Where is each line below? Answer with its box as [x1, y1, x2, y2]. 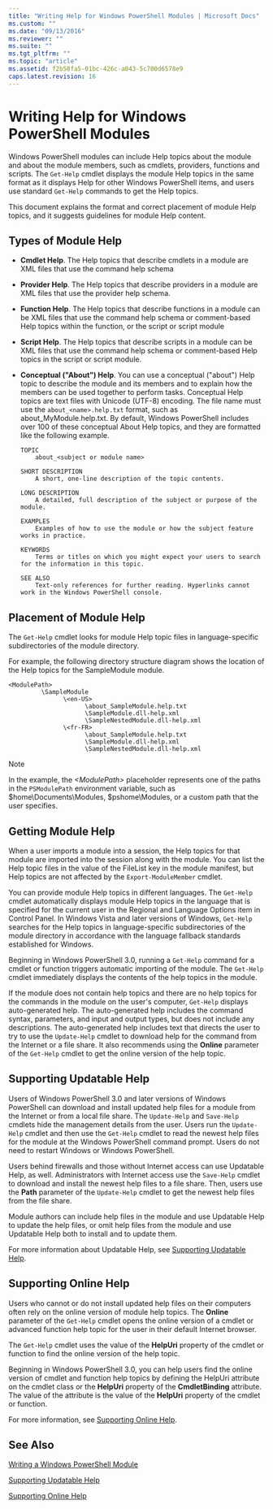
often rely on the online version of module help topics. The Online [8, 1307, 229, 1316]
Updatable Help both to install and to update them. [8, 1229, 177, 1238]
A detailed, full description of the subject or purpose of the [35, 496, 258, 505]
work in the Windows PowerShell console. [19, 588, 162, 597]
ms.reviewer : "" [8, 34, 63, 43]
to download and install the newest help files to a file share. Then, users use [8, 1178, 262, 1188]
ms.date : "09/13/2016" [8, 27, 85, 35]
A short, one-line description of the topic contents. [35, 475, 225, 483]
